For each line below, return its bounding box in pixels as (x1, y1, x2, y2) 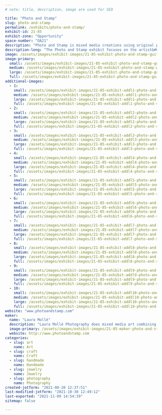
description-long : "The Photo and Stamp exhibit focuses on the (5, 47, 137, 52)
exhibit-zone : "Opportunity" (5, 34, 64, 39)
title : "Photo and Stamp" (5, 15, 57, 21)
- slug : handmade (9, 358, 44, 363)
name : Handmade (13, 363, 44, 368)
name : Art (13, 344, 34, 349)
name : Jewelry (13, 371, 42, 376)
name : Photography (13, 381, 51, 385)
